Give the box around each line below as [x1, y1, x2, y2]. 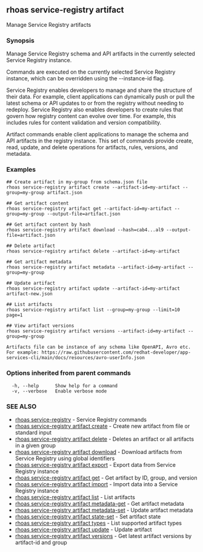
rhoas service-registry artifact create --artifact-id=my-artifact [6, 184, 181, 190]
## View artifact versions [6, 323, 75, 329]
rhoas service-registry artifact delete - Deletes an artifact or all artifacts [15, 435, 195, 442]
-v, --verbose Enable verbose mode [12, 388, 107, 394]
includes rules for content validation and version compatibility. [6, 119, 162, 127]
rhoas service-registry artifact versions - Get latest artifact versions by [15, 533, 192, 539]
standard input [15, 429, 52, 436]
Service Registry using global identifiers [15, 455, 115, 462]
